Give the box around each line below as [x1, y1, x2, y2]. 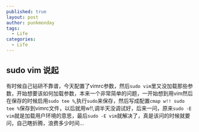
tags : [6, 25, 20, 32]
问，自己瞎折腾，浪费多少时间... [6, 120, 85, 127]
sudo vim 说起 [6, 65, 59, 76]
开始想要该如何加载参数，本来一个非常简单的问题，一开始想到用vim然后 [16, 90, 193, 97]
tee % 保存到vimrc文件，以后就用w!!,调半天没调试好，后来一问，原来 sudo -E [6, 105, 192, 112]
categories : [6, 36, 36, 42]
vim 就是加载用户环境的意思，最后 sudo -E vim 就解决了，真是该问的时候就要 [6, 112, 191, 119]
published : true [6, 8, 47, 15]
